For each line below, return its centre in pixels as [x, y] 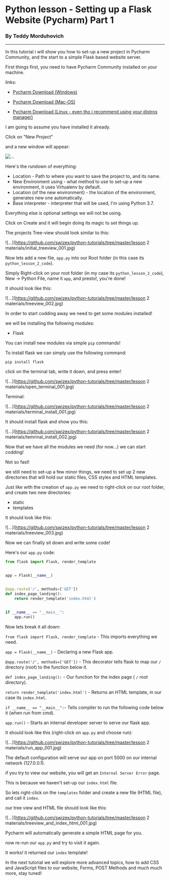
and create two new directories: [38, 493]
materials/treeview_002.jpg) [34, 304]
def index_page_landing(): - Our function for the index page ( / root [77, 677]
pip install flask [25, 362]
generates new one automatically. [48, 198]
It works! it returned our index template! [46, 853]
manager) [23, 117]
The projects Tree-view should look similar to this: [57, 233]
